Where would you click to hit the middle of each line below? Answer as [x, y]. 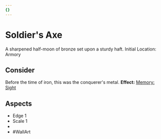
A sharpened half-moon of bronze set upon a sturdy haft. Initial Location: [81, 49]
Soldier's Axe [34, 35]
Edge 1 [19, 116]
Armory [13, 54]
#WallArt [22, 132]
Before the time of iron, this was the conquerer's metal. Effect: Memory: [80, 82]
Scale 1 [20, 121]
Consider [20, 70]
